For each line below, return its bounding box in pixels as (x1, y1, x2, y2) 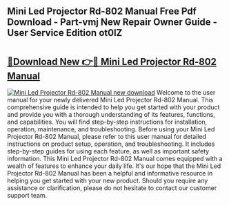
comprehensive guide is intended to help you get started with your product (7, 103, 220, 111)
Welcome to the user (156, 88, 216, 96)
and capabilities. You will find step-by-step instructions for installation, (7, 118, 208, 126)
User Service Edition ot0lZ (7, 27, 123, 39)
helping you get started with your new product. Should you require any (7, 176, 208, 185)
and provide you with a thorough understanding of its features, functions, (7, 111, 216, 118)
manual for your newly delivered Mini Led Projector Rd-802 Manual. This (7, 96, 214, 104)
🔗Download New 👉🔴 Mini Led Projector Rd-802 (7, 55, 217, 68)
